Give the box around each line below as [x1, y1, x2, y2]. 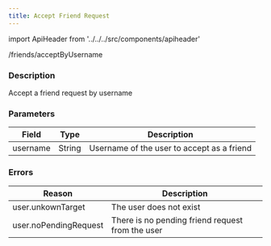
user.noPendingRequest [12, 219, 104, 231]
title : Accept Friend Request [8, 11, 110, 20]
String [58, 143, 82, 154]
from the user [111, 224, 163, 236]
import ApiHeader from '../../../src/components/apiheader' [8, 34, 200, 44]
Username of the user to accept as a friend [89, 143, 252, 154]
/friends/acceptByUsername [8, 49, 103, 59]
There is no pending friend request [111, 215, 244, 226]
